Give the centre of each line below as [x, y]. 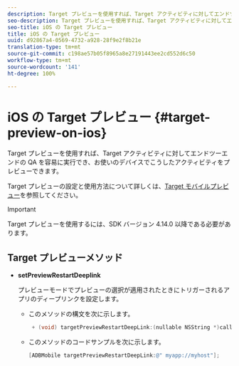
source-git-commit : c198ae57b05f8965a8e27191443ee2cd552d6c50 [101, 54]
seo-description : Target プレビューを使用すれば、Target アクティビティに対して [117, 21]
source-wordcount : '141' [44, 67]
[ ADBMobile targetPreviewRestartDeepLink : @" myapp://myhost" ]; [124, 356]
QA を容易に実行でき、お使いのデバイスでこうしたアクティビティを [126, 162]
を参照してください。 [51, 195]
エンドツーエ [209, 153]
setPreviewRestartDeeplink [59, 276]
